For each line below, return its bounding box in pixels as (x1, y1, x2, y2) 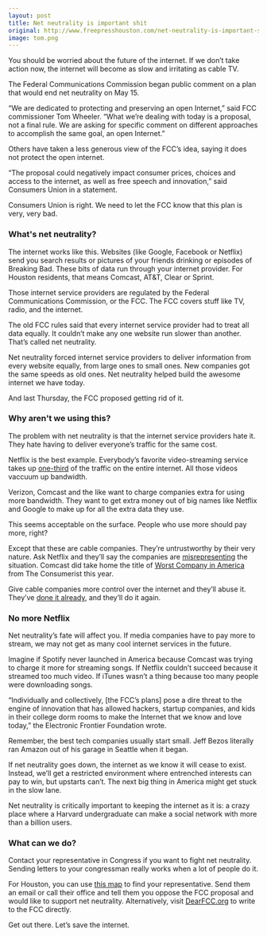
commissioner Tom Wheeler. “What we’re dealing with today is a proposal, (8, 112, 252, 122)
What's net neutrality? (8, 228, 97, 240)
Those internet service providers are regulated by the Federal (8, 287, 210, 297)
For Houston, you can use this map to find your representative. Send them (8, 879, 251, 889)
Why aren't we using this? (8, 413, 111, 424)
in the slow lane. (8, 786, 62, 795)
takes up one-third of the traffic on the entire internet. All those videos (8, 463, 238, 473)
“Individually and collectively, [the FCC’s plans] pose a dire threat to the (8, 696, 242, 705)
